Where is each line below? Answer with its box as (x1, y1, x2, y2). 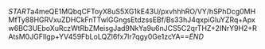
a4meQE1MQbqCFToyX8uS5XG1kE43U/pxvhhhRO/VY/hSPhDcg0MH (30, 7, 256, 16)
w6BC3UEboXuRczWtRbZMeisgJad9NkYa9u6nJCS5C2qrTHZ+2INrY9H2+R (8, 24, 257, 32)
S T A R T (8, 7, 31, 16)
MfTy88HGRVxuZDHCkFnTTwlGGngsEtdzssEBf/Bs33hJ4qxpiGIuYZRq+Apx (8, 15, 256, 24)
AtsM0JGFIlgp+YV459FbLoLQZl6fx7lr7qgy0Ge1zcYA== (8, 32, 189, 41)
